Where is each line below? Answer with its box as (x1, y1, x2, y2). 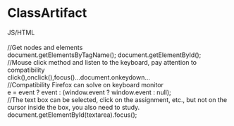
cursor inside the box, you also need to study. (7, 103, 140, 111)
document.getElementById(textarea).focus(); (7, 111, 137, 119)
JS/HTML (7, 28, 35, 37)
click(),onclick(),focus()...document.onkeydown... (7, 73, 150, 82)
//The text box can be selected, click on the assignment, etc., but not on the (7, 95, 228, 103)
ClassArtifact (7, 5, 87, 21)
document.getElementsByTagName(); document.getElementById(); (7, 51, 202, 59)
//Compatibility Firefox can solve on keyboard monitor (7, 80, 164, 89)
